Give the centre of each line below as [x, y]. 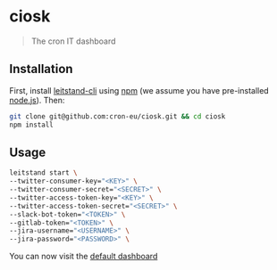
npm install [31, 125]
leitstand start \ [43, 173]
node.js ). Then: [37, 100]
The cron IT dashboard [73, 41]
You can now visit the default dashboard [84, 257]
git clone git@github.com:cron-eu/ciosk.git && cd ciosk [118, 116]
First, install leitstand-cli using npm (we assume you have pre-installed [139, 90]
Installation [41, 69]
